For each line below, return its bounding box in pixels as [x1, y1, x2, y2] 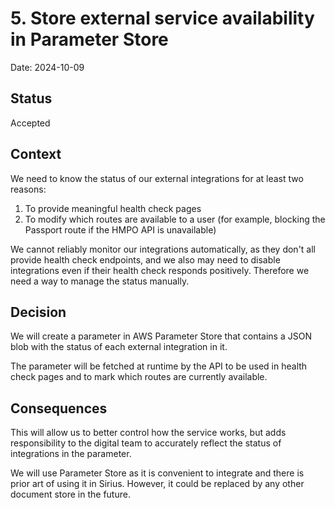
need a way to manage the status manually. [10, 275, 190, 287]
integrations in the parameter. [10, 448, 132, 460]
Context [10, 146, 62, 163]
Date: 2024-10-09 [10, 61, 85, 73]
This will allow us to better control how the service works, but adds [10, 427, 287, 439]
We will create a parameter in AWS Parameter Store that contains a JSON [10, 330, 312, 342]
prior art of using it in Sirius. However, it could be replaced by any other [10, 478, 305, 490]
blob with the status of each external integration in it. [10, 341, 228, 353]
